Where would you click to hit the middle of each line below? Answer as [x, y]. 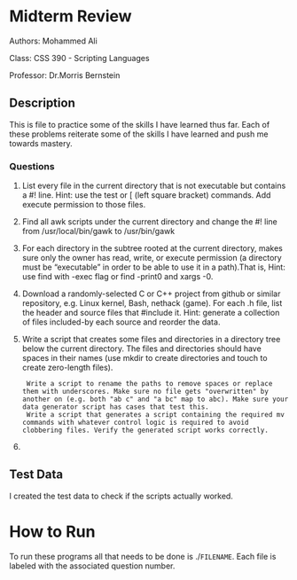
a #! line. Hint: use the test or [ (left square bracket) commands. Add [146, 195]
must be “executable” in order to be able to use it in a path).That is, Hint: [153, 267]
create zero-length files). [67, 368]
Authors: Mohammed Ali [53, 41]
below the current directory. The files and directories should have [141, 349]
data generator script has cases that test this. [116, 407]
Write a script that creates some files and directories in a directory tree [151, 340]
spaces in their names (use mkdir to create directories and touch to [145, 358]
